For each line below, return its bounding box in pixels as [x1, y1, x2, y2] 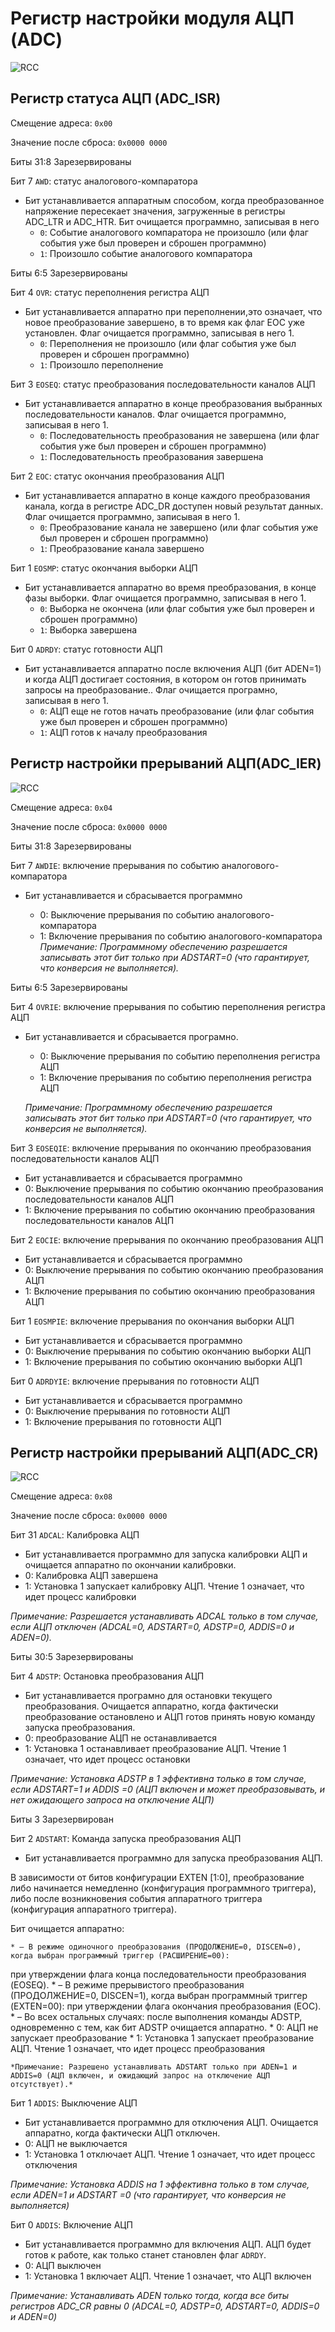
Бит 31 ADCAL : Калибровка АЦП [10, 1529, 140, 1541]
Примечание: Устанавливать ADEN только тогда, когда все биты [10, 2290, 290, 2302]
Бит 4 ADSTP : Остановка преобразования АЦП [10, 1670, 205, 1682]
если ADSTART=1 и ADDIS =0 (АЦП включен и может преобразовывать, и [10, 1783, 325, 1796]
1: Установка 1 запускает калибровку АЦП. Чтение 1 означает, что [24, 1580, 305, 1592]
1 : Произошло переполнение [39, 358, 164, 371]
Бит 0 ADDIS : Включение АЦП [10, 2219, 133, 2231]
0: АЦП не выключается [24, 2138, 128, 2150]
